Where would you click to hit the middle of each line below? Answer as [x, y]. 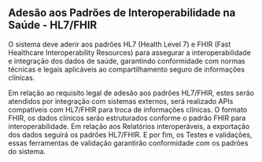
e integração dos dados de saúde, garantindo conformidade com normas [127, 61]
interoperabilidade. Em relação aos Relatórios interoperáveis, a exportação [129, 126]
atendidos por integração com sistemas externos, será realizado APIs [121, 101]
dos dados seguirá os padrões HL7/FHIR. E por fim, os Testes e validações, [130, 134]
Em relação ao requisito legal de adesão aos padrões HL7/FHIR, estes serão [131, 93]
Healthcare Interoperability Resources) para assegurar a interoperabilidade [130, 52]
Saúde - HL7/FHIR [53, 26]
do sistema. [27, 151]
